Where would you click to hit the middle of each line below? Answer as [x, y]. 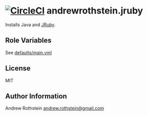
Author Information [36, 96]
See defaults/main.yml [29, 52]
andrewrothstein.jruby [94, 11]
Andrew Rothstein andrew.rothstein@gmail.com [55, 108]
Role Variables [28, 40]
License [18, 69]
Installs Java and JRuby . [30, 25]
